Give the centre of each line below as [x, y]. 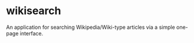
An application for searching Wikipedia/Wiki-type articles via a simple [91, 27]
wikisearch [34, 11]
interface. [32, 33]
